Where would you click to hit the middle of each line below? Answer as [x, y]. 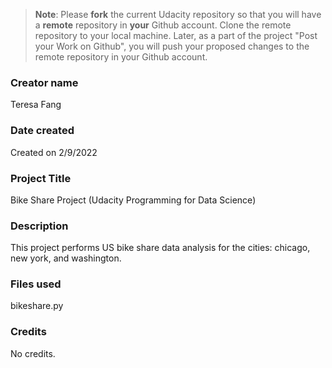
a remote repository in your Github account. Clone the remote [163, 25]
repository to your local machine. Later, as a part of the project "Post [176, 35]
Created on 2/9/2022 [54, 152]
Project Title [41, 178]
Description [39, 226]
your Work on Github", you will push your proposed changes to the [172, 46]
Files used [36, 284]
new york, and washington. [66, 258]
